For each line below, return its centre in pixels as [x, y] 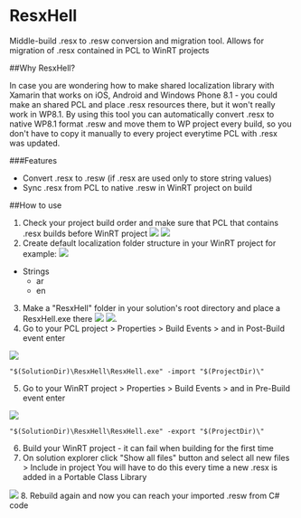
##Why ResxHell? [42, 68]
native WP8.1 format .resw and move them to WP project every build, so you [150, 124]
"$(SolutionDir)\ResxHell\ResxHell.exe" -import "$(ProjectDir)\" [137, 372]
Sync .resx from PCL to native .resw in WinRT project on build [137, 187]
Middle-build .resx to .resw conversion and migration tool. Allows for [137, 41]
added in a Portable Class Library [85, 476]
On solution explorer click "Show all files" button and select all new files [156, 457]
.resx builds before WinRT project [85, 233]
